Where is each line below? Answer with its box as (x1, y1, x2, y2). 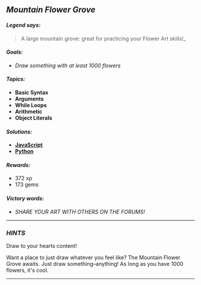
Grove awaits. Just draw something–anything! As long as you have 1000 (6, 260, 184, 267)
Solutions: (6, 128, 33, 135)
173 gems (14, 181, 39, 188)
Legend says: (6, 21, 41, 29)
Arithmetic (14, 108, 42, 115)
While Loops (14, 102, 47, 108)
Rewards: (6, 161, 31, 168)
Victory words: (6, 195, 44, 202)
